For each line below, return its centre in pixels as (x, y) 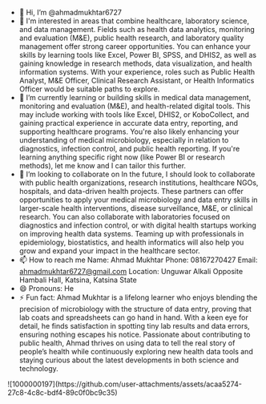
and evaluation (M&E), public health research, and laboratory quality (131, 38)
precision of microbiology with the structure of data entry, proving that (135, 309)
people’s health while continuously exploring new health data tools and (136, 351)
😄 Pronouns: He (46, 288)
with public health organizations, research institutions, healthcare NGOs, (139, 183)
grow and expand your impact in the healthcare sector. (110, 251)
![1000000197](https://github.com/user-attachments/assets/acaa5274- (125, 384)
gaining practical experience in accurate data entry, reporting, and (128, 123)
